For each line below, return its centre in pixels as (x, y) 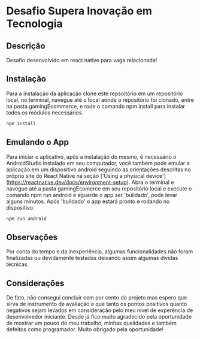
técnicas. (17, 264)
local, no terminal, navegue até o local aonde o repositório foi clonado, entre (100, 99)
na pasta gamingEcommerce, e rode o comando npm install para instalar (96, 106)
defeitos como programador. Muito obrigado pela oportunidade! (85, 329)
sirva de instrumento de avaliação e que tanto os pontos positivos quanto (97, 304)
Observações (32, 237)
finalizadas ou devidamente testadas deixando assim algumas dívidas (92, 258)
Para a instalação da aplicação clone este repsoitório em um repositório (95, 93)
